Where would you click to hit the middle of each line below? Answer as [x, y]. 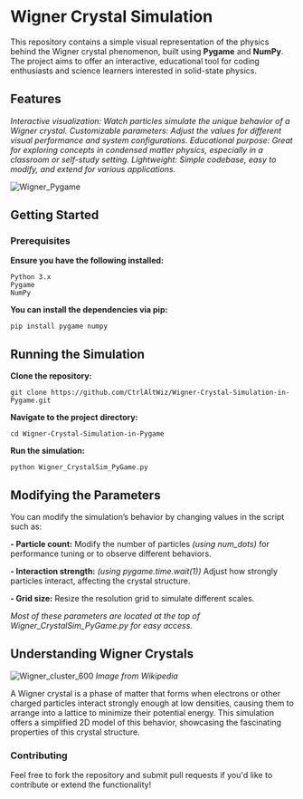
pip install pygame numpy [59, 327]
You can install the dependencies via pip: [89, 310]
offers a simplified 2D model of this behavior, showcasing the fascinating [146, 722]
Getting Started [55, 215]
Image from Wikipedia [137, 676]
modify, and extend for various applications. [93, 168]
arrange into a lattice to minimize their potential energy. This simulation [142, 712]
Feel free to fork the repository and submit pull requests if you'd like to [142, 775]
